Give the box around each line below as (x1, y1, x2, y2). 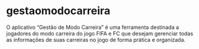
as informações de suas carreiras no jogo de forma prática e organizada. (6, 36, 186, 43)
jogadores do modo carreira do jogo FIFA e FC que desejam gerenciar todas (6, 30, 194, 37)
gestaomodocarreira (6, 4, 111, 18)
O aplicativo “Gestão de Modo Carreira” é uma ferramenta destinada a (6, 24, 179, 31)
